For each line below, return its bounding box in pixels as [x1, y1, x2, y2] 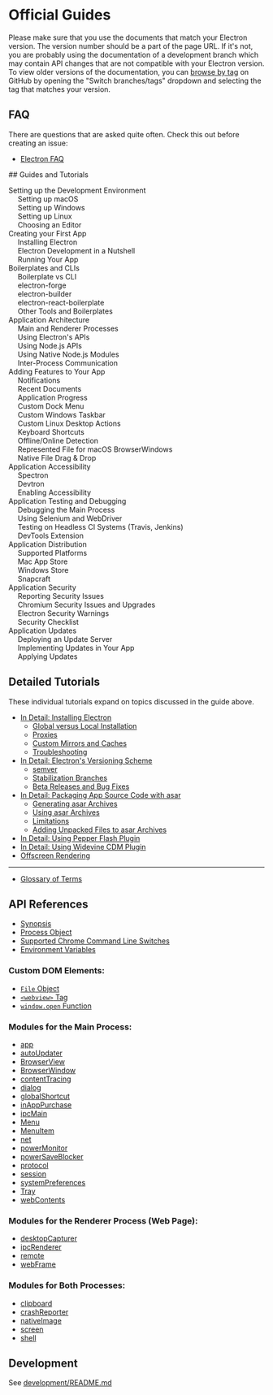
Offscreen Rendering [19, 851, 91, 860]
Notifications [17, 375, 61, 385]
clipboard [19, 1298, 53, 1308]
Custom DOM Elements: [8, 965, 106, 977]
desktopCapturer [19, 1233, 78, 1244]
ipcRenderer [19, 1242, 63, 1252]
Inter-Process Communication [17, 357, 118, 367]
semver [32, 764, 58, 773]
